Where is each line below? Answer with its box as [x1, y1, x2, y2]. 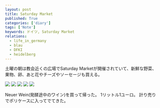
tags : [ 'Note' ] [5, 25, 36, 30]
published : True [5, 16, 38, 21]
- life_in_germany [9, 39, 47, 43]
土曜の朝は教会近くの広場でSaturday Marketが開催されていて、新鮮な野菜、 [5, 66, 157, 71]
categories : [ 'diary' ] [5, 20, 51, 26]
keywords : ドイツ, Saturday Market [5, 29, 75, 34]
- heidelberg [9, 52, 36, 57]
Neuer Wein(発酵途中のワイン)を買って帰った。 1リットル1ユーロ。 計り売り [5, 92, 157, 98]
